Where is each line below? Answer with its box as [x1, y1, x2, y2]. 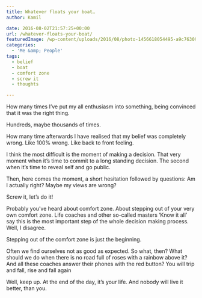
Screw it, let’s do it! [6, 193, 54, 200]
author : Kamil [6, 14, 42, 20]
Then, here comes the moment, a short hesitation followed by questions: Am [6, 175, 195, 182]
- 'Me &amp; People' [11, 48, 63, 54]
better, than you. [6, 285, 47, 292]
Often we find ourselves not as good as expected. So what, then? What [6, 247, 183, 255]
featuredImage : [6, 37, 44, 43]
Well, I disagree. [6, 224, 46, 232]
